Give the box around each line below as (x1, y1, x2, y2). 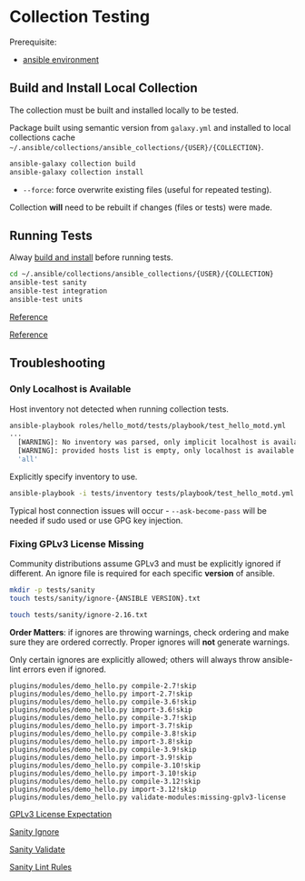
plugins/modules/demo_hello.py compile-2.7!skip (9, 681, 197, 690)
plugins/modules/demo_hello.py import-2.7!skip (9, 689, 193, 698)
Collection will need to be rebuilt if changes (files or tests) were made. (9, 202, 272, 213)
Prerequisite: (9, 36, 57, 47)
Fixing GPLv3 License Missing (9, 537, 144, 550)
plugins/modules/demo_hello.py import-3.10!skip (9, 768, 197, 778)
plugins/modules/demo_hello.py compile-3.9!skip (9, 745, 197, 754)
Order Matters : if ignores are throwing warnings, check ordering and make (9, 626, 290, 637)
